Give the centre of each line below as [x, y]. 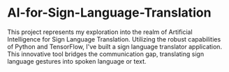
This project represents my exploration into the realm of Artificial [100, 32]
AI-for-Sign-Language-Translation [109, 13]
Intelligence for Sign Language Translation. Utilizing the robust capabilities [114, 39]
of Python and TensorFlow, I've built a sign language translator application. [114, 46]
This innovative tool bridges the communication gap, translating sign [106, 54]
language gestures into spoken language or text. [77, 61]
